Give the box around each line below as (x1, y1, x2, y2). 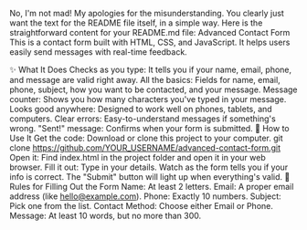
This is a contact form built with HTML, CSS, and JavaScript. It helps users (9, 37, 291, 47)
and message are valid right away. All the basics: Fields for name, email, (9, 75, 281, 85)
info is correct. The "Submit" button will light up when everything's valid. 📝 (9, 172, 291, 182)
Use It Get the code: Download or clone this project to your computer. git (9, 132, 283, 143)
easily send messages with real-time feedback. (9, 47, 187, 57)
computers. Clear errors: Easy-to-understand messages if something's (9, 113, 276, 124)
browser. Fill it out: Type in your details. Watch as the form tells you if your (9, 162, 289, 172)
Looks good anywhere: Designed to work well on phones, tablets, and (9, 104, 272, 114)
